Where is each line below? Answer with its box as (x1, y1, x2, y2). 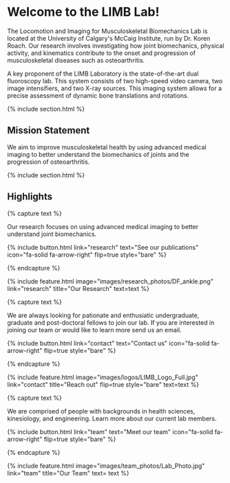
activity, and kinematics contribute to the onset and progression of (7, 49, 196, 57)
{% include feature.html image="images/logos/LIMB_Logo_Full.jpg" (7, 373, 198, 381)
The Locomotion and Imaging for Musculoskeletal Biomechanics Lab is (7, 27, 208, 35)
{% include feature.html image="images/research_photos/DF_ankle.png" (7, 277, 213, 286)
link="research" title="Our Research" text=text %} (7, 284, 149, 292)
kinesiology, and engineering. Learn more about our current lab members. (7, 414, 217, 422)
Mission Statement (7, 125, 90, 136)
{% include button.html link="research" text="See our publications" (7, 243, 199, 251)
